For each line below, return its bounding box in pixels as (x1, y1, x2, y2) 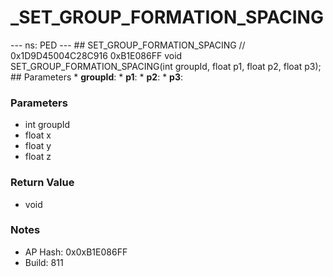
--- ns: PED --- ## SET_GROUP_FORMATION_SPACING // (10, 39, 246, 51)
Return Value (10, 176, 75, 190)
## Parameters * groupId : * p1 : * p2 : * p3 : (10, 71, 184, 83)
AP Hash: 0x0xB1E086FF (24, 246, 128, 258)
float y (24, 140, 52, 152)
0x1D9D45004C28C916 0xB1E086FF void (10, 49, 183, 61)
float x (24, 129, 52, 141)
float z (24, 151, 52, 163)
